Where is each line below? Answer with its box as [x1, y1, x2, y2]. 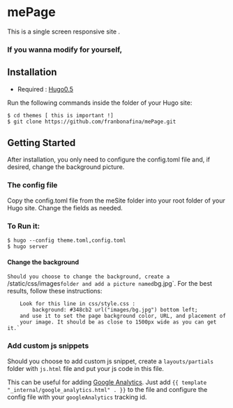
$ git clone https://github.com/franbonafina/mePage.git [7, 118, 176, 125]
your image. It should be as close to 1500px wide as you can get [20, 319, 217, 326]
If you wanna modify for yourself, [7, 45, 123, 54]
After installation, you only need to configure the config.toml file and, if [7, 155, 211, 164]
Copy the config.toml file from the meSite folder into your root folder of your [7, 196, 225, 205]
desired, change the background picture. [7, 163, 125, 171]
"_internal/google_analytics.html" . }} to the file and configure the [7, 385, 208, 393]
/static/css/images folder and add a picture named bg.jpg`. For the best [7, 279, 213, 288]
